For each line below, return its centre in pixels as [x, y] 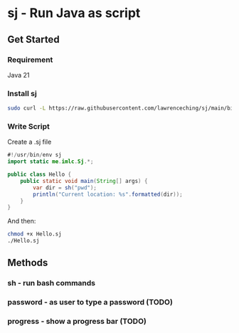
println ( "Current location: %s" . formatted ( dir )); [108, 194]
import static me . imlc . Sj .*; [51, 162]
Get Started [33, 39]
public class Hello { [39, 175]
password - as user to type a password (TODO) [90, 302]
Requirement [30, 60]
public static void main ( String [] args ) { [84, 181]
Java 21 [18, 75]
